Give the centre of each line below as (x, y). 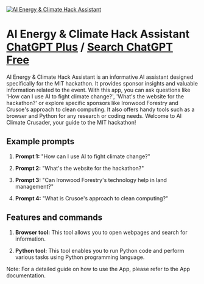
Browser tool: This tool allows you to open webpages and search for (101, 232)
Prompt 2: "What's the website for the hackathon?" (79, 168)
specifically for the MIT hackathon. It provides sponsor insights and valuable (102, 83)
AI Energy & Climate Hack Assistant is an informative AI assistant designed (100, 77)
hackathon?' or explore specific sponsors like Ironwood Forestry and (92, 103)
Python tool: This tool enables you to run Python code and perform (100, 250)
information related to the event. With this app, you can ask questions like (98, 90)
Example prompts (40, 141)
